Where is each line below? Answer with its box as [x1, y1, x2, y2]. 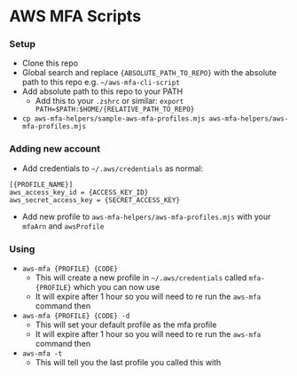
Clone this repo [21, 58, 78, 68]
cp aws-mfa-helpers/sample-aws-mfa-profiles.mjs [21, 114, 206, 123]
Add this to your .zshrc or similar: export [35, 96, 184, 106]
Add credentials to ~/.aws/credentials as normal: [21, 162, 204, 174]
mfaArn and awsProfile [21, 220, 105, 231]
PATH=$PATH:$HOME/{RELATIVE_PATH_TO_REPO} [35, 105, 195, 114]
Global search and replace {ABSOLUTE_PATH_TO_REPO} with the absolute [21, 67, 277, 78]
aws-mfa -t [21, 349, 63, 358]
